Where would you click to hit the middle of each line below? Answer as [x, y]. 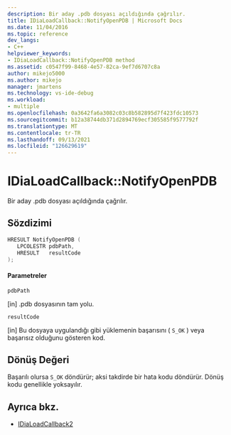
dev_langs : [23, 41]
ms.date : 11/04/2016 [38, 27]
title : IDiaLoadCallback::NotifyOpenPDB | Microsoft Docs [95, 21]
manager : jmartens [34, 87]
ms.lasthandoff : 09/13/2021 [49, 139]
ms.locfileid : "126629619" [47, 146]
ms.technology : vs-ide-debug [50, 93]
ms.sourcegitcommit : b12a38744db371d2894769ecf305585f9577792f [103, 119]
